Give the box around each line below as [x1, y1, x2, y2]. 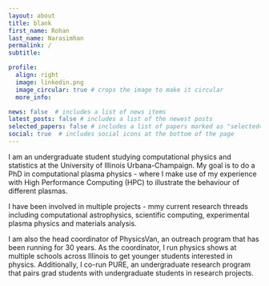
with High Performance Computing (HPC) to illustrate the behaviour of [8, 177, 240, 187]
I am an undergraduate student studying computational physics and [8, 151, 232, 161]
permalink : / [8, 42, 52, 50]
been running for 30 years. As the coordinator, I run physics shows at [8, 242, 237, 252]
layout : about [8, 11, 56, 20]
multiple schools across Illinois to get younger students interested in [8, 251, 233, 260]
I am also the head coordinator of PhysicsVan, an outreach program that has [8, 234, 260, 244]
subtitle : [8, 49, 42, 57]
